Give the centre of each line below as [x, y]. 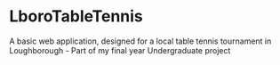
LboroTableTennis [76, 16]
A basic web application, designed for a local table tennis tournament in [140, 41]
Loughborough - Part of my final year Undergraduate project [120, 50]
